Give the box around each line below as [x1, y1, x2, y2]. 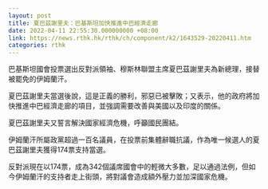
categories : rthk [8, 41, 66, 49]
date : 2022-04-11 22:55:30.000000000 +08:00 [8, 26, 159, 34]
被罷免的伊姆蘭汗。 [8, 74, 72, 84]
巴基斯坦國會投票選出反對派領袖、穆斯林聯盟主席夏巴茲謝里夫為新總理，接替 [8, 65, 260, 74]
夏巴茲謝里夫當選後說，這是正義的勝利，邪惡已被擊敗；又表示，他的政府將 [8, 91, 253, 100]
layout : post [8, 11, 52, 20]
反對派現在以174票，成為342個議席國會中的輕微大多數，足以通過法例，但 [8, 162, 250, 171]
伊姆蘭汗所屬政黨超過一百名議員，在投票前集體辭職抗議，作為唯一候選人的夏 [8, 135, 260, 144]
